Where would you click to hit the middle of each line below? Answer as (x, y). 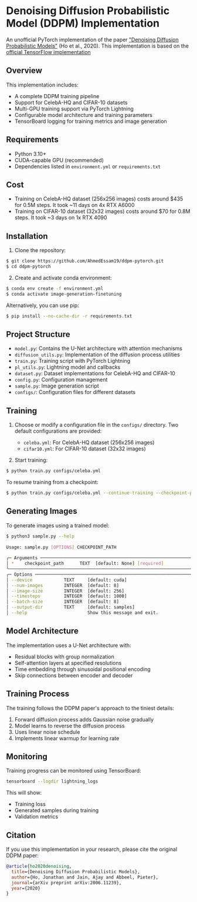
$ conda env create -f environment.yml (55, 288)
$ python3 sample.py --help (40, 536)
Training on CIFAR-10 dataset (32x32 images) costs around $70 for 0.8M (102, 211)
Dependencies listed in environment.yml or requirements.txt (88, 166)
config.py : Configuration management (61, 380)
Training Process (38, 694)
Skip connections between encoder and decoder (74, 675)
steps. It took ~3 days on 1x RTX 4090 (61, 218)
